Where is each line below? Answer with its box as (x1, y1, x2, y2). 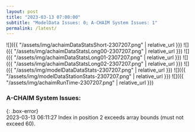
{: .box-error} (6, 107, 39, 114)
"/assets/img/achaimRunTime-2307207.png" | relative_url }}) (6, 79, 154, 86)
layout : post (6, 8, 39, 15)
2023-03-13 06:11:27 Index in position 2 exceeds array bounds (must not (6, 114, 184, 121)
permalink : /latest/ (6, 25, 57, 31)
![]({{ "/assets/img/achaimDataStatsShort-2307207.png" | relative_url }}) (6, 41, 183, 49)
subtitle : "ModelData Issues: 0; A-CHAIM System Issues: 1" (6, 20, 158, 25)
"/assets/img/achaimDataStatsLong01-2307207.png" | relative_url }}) (14, 54, 182, 61)
